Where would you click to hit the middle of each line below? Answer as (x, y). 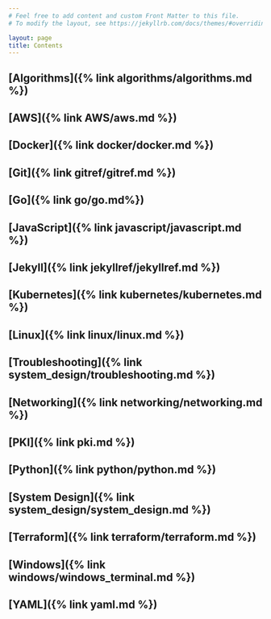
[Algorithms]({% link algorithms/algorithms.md (130, 78)
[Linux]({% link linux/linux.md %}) (96, 335)
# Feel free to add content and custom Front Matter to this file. (124, 16)
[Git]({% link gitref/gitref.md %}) (92, 173)
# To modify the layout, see (57, 23)
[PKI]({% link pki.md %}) (72, 442)
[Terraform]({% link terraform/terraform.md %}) (132, 537)
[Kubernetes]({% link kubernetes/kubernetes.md (135, 295)
